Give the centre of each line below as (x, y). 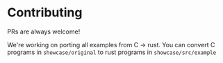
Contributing (45, 13)
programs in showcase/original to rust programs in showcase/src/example (112, 52)
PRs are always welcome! (44, 32)
